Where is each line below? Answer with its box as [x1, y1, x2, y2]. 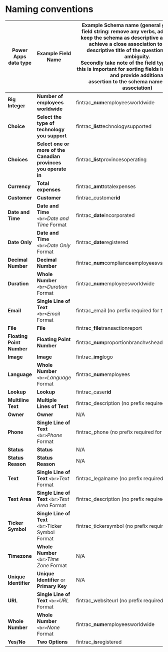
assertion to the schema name [88, 78, 163, 85]
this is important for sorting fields [76, 65, 159, 72]
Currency [7, 183, 31, 190]
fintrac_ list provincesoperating [75, 156, 147, 163]
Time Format [36, 221, 66, 228]
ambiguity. [124, 53, 150, 60]
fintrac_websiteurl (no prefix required [75, 597, 163, 604]
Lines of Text [36, 402, 68, 409]
